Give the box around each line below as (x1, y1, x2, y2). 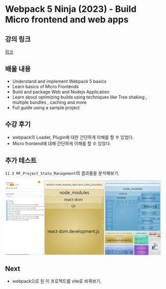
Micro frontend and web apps (5, 14, 129, 25)
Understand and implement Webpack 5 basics (12, 78, 107, 84)
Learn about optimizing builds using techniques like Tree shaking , (12, 94, 147, 100)
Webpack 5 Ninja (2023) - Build (5, 3, 137, 15)
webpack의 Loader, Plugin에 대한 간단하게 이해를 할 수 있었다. (12, 134, 134, 140)
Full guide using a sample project (12, 104, 80, 110)
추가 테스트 (5, 156, 37, 165)
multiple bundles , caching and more (12, 99, 87, 105)
